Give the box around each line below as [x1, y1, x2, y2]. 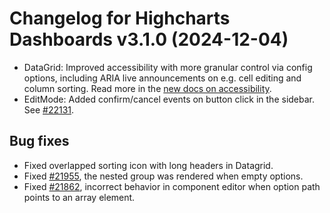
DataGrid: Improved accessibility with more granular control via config [23, 61, 313, 73]
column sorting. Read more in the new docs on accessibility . [23, 82, 272, 94]
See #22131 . [23, 103, 75, 116]
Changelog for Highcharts [9, 7, 231, 30]
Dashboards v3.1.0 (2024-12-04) [9, 28, 289, 51]
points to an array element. [23, 191, 136, 203]
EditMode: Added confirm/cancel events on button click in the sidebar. [23, 93, 316, 105]
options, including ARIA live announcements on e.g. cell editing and [23, 72, 302, 84]
